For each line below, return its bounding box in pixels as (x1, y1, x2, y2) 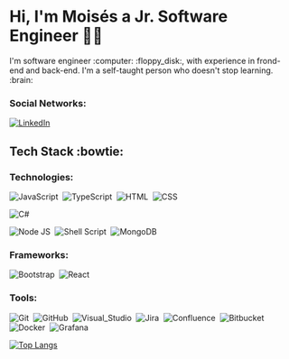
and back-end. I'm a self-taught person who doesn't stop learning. (25, 65, 274, 76)
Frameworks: (9, 248, 70, 261)
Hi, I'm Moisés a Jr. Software (9, 6, 228, 27)
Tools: (9, 291, 38, 304)
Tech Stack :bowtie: (9, 143, 125, 159)
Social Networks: (9, 97, 87, 109)
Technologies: (9, 170, 74, 183)
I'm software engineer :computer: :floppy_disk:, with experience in (9, 55, 256, 66)
